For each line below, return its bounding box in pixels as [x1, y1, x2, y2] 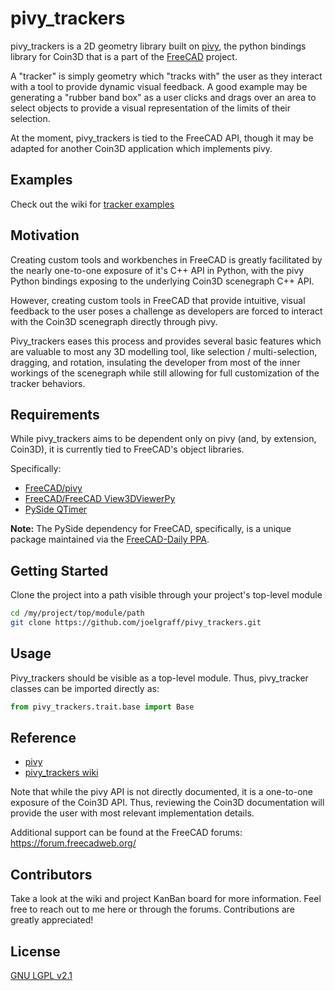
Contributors [10, 866, 93, 883]
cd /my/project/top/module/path [10, 608, 145, 619]
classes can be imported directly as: [10, 682, 160, 694]
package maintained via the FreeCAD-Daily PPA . [10, 533, 210, 546]
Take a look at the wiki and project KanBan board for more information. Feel [10, 893, 322, 905]
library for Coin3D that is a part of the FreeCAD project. [10, 50, 238, 62]
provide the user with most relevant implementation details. [10, 807, 255, 819]
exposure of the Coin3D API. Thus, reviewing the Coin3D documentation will [10, 797, 325, 809]
